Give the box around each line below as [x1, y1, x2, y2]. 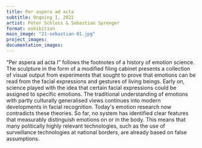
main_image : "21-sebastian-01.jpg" [6, 31, 96, 37]
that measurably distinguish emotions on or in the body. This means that [6, 116, 186, 123]
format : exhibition [6, 25, 55, 32]
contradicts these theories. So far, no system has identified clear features [6, 109, 189, 117]
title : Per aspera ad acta [6, 8, 74, 15]
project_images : [6, 37, 47, 43]
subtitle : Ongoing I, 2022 [6, 14, 74, 20]
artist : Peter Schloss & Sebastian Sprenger [6, 20, 120, 26]
